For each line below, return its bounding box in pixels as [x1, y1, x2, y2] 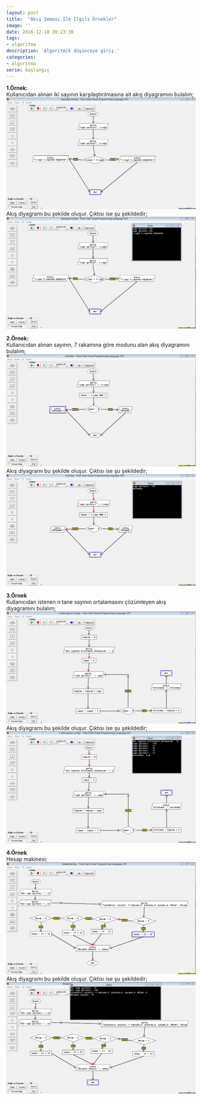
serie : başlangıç [6, 67, 50, 73]
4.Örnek [6, 849, 27, 857]
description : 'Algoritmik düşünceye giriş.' [6, 48, 120, 54]
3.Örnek [6, 592, 27, 599]
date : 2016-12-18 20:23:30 [6, 29, 74, 35]
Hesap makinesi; [6, 855, 47, 863]
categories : [6, 54, 36, 60]
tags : [6, 35, 20, 42]
